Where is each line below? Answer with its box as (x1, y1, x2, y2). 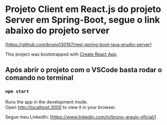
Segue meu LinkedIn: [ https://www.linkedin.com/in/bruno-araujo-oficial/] (5, 114, 157, 120)
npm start (5, 89, 29, 94)
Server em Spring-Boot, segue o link (5, 14, 160, 26)
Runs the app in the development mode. (5, 99, 88, 105)
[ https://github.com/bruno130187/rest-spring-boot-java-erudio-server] (5, 41, 152, 47)
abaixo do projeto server (5, 25, 110, 36)
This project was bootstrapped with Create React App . (5, 51, 118, 57)
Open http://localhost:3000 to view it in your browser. (5, 104, 117, 110)
